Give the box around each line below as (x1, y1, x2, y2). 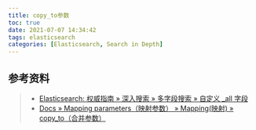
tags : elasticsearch (8, 33, 76, 42)
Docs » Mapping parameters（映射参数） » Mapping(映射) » (38, 103, 234, 113)
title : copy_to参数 (8, 11, 70, 20)
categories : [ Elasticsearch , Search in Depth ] (8, 41, 163, 49)
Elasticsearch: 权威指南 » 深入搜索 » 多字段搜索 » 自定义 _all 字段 (38, 93, 249, 103)
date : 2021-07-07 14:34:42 (8, 26, 97, 34)
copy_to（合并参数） (38, 113, 106, 122)
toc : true (8, 19, 41, 27)
